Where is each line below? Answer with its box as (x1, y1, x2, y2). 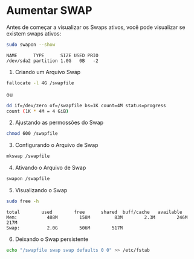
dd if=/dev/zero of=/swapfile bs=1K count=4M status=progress (6, 102, 166, 108)
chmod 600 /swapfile (6, 131, 59, 137)
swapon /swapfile (6, 176, 50, 182)
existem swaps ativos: (6, 30, 62, 37)
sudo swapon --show (6, 42, 56, 48)
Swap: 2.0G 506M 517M (6, 225, 123, 231)
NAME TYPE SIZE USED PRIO (6, 52, 99, 58)
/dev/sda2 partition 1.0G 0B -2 (6, 58, 99, 64)
